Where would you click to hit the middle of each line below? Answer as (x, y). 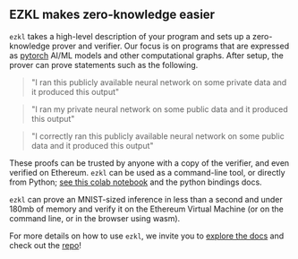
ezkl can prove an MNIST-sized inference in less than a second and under (146, 199)
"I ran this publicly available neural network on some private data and (159, 82)
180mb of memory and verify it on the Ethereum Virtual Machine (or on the (146, 209)
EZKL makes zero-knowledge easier (112, 15)
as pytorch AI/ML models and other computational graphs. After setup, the (146, 55)
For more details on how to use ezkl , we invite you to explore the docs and (147, 236)
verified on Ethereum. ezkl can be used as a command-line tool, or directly (147, 172)
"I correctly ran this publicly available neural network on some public (158, 136)
